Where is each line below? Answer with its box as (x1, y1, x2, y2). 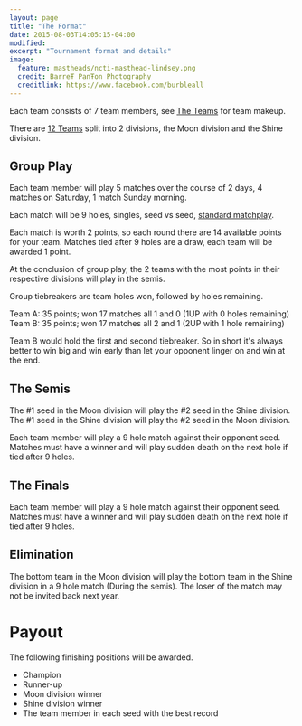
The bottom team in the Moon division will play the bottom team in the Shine (9, 570, 293, 581)
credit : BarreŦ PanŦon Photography (17, 72, 152, 81)
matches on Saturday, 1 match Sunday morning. (9, 192, 187, 203)
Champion (22, 669, 61, 680)
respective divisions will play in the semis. (9, 273, 165, 285)
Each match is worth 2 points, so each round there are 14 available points (9, 227, 282, 238)
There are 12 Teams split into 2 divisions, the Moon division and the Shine (9, 123, 283, 134)
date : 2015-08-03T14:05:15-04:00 (9, 30, 136, 39)
